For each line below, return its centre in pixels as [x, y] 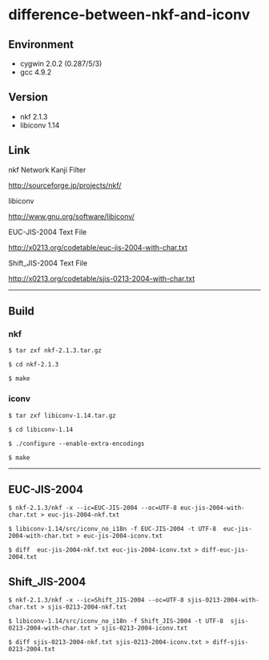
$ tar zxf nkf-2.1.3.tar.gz [55, 350]
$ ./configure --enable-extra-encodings [77, 443]
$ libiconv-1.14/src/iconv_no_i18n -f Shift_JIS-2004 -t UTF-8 [116, 622]
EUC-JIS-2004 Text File [48, 232]
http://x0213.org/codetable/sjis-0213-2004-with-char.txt [102, 278]
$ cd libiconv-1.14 [41, 429]
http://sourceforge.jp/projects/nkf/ [65, 185]
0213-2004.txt [32, 650]
